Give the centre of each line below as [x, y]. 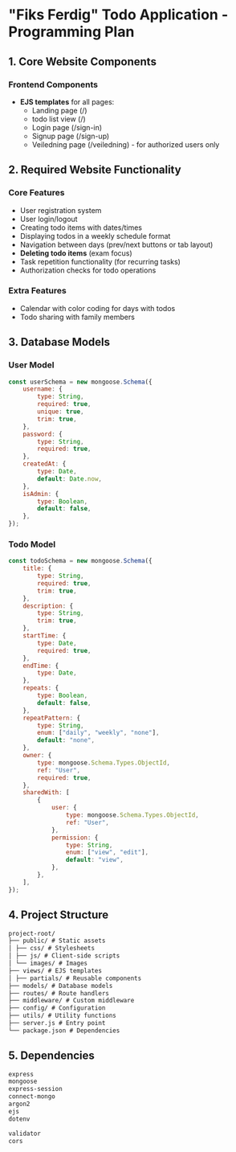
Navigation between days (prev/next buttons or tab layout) [116, 244]
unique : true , [61, 412]
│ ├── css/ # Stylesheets [51, 949]
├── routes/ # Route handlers [59, 993]
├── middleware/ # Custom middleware [71, 1001]
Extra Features [37, 291]
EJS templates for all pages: [67, 101]
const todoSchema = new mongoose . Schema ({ [80, 561]
